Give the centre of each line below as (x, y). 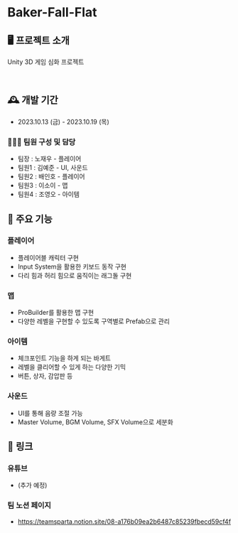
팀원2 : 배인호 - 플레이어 (51, 177)
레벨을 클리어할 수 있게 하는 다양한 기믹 (72, 367)
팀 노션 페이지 (29, 505)
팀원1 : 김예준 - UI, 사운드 (53, 168)
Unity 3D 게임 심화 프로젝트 (46, 62)
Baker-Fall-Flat (52, 12)
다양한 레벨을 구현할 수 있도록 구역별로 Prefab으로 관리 (94, 321)
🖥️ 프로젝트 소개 (38, 40)
